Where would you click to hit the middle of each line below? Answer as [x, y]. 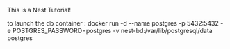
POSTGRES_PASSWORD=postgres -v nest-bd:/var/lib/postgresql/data [113, 31]
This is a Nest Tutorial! [39, 10]
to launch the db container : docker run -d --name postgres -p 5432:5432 [113, 23]
